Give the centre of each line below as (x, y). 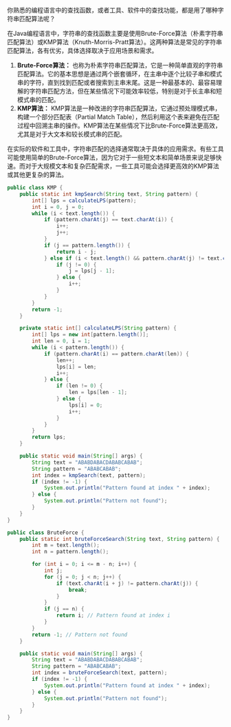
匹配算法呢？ (37, 19)
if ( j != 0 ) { (76, 265)
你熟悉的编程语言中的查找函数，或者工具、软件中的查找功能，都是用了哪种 (112, 10)
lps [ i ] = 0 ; (86, 405)
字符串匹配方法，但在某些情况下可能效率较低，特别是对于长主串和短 (125, 91)
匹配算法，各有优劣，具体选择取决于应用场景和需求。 (82, 51)
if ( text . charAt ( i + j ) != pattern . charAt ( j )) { (127, 583)
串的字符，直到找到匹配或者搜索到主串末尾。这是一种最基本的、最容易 (117, 82)
